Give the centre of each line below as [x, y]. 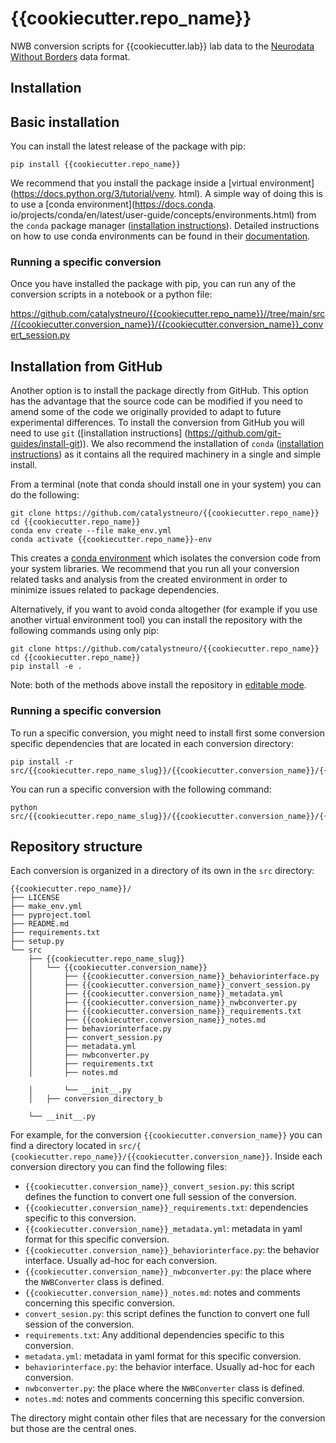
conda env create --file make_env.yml [91, 531]
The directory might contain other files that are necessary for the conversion [168, 1418]
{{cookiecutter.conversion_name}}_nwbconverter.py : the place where [168, 1271]
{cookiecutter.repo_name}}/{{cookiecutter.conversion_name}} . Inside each [166, 1156]
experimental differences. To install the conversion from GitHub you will [157, 423]
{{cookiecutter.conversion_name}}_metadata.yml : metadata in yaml [163, 1229]
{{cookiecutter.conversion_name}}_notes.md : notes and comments [162, 1293]
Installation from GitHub [86, 366]
